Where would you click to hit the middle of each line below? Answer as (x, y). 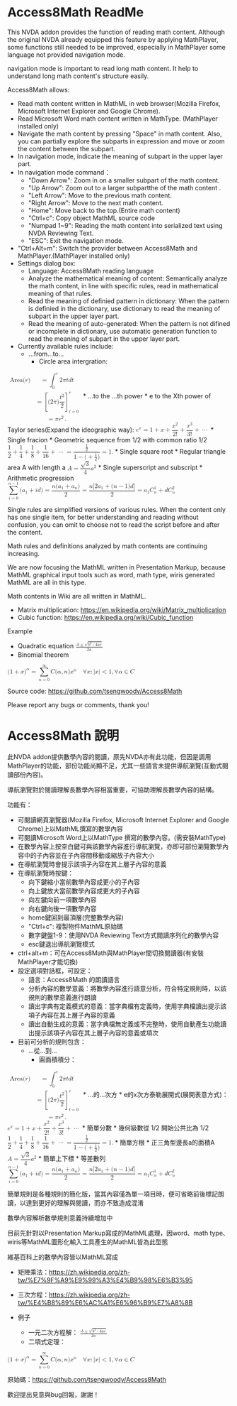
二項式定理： (47, 1342)
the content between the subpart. (66, 148)
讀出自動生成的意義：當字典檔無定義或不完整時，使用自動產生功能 (124, 1024)
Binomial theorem (43, 655)
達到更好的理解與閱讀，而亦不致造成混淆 (85, 1203)
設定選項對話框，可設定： (55, 971)
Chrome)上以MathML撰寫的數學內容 (70, 829)
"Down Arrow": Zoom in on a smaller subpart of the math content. (124, 180)
